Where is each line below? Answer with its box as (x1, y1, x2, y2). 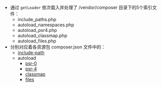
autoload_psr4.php (17, 27, 57, 33)
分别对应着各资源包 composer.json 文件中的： (10, 44, 106, 50)
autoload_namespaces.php (17, 22, 74, 28)
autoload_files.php (17, 38, 57, 44)
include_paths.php (17, 17, 57, 22)
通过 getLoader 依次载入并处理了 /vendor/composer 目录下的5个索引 (10, 5, 153, 10)
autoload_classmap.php (17, 32, 67, 38)
